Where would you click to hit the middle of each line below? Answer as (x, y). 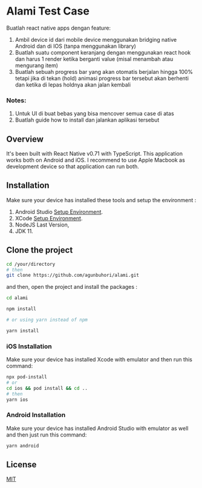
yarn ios (17, 400)
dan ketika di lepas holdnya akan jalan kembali (73, 84)
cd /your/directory (31, 264)
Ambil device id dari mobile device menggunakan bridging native (96, 39)
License (21, 465)
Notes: (16, 100)
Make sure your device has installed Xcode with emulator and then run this (99, 360)
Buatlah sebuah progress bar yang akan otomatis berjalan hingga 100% (104, 71)
